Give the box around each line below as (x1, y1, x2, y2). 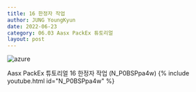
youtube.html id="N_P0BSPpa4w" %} (7, 77, 115, 85)
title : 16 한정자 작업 (7, 10, 66, 17)
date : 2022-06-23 (7, 23, 57, 30)
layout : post (7, 36, 45, 43)
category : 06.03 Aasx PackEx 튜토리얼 (7, 29, 114, 37)
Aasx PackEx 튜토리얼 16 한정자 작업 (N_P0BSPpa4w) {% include (7, 69, 190, 77)
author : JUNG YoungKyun (7, 17, 76, 24)
